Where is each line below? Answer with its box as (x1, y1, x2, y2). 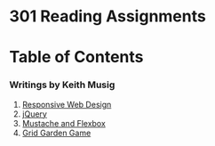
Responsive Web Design (21, 99, 112, 109)
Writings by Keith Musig (9, 78, 115, 91)
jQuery (21, 109, 47, 119)
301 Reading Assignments (9, 6, 206, 27)
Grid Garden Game (21, 127, 92, 138)
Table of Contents (9, 47, 144, 68)
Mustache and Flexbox (21, 118, 107, 128)
